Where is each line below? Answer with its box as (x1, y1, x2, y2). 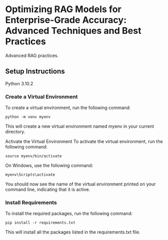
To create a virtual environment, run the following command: (5, 105, 131, 111)
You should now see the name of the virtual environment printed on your (5, 181, 156, 187)
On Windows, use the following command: (5, 163, 93, 169)
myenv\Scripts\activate (5, 172, 55, 177)
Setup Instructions (5, 67, 65, 76)
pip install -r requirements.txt (5, 220, 76, 225)
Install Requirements (5, 199, 57, 206)
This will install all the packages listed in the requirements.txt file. (5, 229, 140, 235)
